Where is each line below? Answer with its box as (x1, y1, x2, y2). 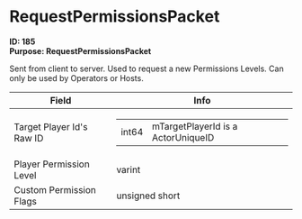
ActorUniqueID (151, 131, 215, 143)
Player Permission (13, 158, 90, 170)
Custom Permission (13, 183, 97, 196)
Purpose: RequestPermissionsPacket (9, 45, 152, 56)
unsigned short (116, 189, 181, 202)
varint (116, 163, 141, 176)
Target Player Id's (13, 120, 88, 132)
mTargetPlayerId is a (151, 120, 238, 132)
